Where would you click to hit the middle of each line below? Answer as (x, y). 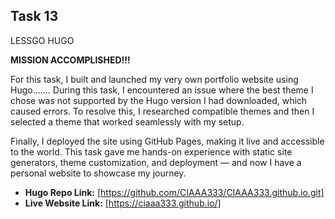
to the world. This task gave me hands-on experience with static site (151, 151)
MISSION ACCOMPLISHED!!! (70, 60)
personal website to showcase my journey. (98, 173)
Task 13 (34, 16)
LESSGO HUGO (42, 40)
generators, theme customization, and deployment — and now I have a (156, 162)
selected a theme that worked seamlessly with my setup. (127, 121)
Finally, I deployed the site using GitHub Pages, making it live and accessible (167, 141)
